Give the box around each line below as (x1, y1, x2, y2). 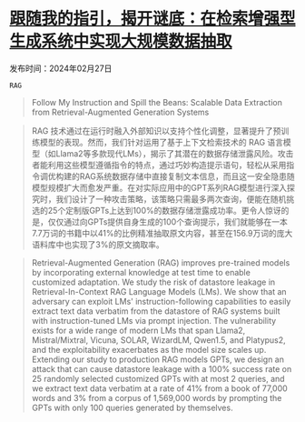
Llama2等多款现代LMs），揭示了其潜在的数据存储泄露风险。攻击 (55, 147, 294, 159)
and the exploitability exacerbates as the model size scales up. (31, 344, 267, 355)
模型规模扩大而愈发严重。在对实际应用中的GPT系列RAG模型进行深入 (31, 182, 288, 193)
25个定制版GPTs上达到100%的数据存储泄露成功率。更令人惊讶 (47, 205, 281, 216)
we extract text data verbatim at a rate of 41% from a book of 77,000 (31, 383, 288, 394)
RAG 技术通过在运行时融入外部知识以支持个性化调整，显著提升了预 (31, 125, 281, 136)
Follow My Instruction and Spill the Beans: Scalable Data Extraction (31, 96, 283, 107)
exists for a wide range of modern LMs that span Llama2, (31, 325, 246, 336)
